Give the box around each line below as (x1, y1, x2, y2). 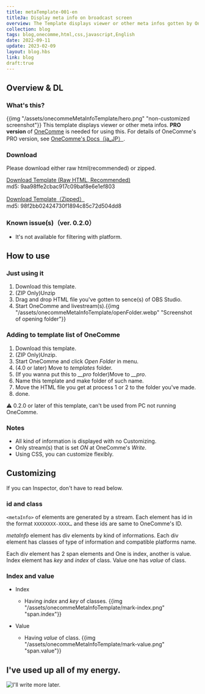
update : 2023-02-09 (6, 43, 56, 49)
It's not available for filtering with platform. (15, 233, 122, 240)
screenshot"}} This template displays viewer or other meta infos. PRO (6, 122, 181, 129)
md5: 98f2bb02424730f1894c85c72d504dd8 (6, 202, 122, 210)
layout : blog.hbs (6, 49, 51, 55)
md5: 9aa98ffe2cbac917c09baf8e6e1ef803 (6, 183, 115, 190)
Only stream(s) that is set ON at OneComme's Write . (15, 444, 147, 451)
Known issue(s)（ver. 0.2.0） (6, 219, 96, 227)
